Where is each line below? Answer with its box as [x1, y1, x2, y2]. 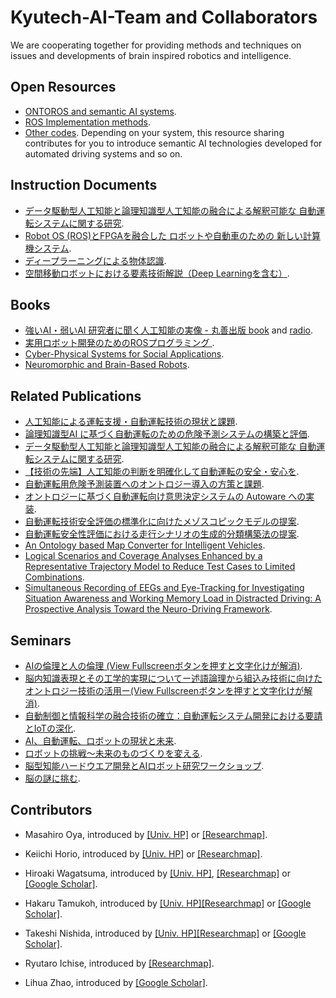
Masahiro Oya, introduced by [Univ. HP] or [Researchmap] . [24, 828, 268, 840]
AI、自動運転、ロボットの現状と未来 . [24, 735, 177, 746]
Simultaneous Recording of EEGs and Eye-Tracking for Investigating [24, 582, 305, 594]
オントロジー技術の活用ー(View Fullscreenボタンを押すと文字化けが [24, 685, 305, 696]
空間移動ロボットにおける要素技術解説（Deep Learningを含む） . [24, 267, 290, 279]
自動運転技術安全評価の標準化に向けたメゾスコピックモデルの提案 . [24, 516, 300, 528]
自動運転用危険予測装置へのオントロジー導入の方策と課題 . [24, 478, 265, 490]
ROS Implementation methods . [24, 116, 152, 128]
